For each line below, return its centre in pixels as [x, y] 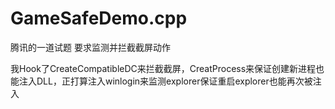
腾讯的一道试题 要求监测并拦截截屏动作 [90, 47]
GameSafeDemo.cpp [99, 18]
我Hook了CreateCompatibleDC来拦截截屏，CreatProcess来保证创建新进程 [163, 68]
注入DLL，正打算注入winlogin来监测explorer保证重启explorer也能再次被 [165, 81]
